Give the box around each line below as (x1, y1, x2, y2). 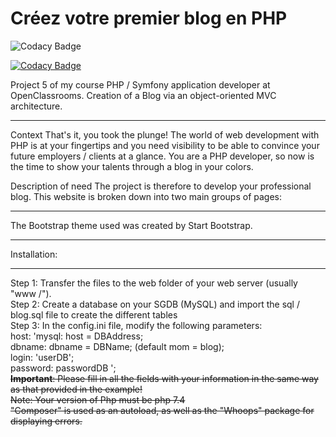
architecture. (10, 100, 63, 112)
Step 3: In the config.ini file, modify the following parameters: (10, 319, 263, 331)
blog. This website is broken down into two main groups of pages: (10, 190, 282, 202)
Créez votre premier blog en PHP (10, 7, 288, 30)
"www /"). (10, 287, 52, 299)
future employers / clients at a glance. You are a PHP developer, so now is (10, 150, 315, 162)
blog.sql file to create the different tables (10, 308, 178, 321)
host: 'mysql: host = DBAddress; (10, 330, 144, 342)
